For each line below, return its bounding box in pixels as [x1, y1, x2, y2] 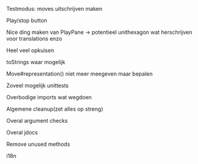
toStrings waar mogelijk [6, 59, 66, 65]
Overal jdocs [6, 129, 38, 136]
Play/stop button [6, 17, 47, 24]
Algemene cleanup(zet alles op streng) [6, 105, 103, 113]
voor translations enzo [6, 35, 63, 42]
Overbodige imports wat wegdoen [6, 94, 92, 100]
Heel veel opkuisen [6, 47, 55, 54]
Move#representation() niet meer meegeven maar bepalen [6, 70, 153, 77]
